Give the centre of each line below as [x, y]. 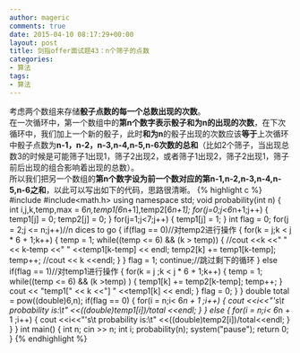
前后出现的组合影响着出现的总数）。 [74, 167]
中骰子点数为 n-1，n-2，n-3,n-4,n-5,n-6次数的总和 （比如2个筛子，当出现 [146, 145]
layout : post [34, 43]
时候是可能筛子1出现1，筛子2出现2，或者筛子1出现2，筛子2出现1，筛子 [159, 156]
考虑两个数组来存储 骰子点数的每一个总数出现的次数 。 [107, 111]
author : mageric [39, 18]
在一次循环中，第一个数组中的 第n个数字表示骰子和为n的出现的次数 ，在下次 [148, 122]
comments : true [38, 26]
